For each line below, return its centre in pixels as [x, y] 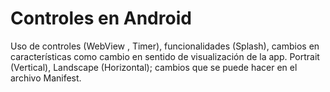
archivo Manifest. [46, 78]
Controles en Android [101, 18]
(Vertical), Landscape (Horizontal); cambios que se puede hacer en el [154, 67]
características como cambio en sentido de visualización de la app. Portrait [165, 56]
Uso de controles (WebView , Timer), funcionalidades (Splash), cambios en [165, 46]
